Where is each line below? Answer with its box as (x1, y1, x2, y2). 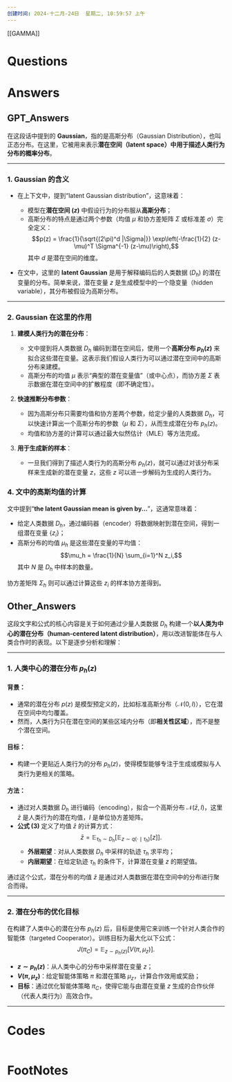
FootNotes (7, 1063, 69, 1079)
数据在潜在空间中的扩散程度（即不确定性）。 (33, 380, 158, 388)
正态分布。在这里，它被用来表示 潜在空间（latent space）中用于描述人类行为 (7, 140, 225, 149)
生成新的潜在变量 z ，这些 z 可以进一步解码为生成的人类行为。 (39, 468, 215, 477)
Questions (7, 53, 68, 69)
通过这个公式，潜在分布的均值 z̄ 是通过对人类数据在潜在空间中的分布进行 (7, 873, 214, 881)
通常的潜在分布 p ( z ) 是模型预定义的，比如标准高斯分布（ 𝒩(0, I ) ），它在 (17, 699, 217, 708)
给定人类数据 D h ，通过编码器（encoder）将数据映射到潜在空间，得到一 (17, 519, 220, 529)
